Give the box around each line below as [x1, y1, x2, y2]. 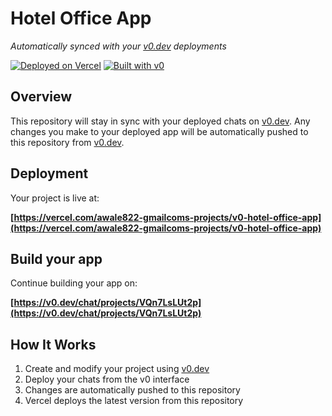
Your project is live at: [10, 192, 100, 204]
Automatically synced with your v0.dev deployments [10, 40, 227, 52]
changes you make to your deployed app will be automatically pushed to [10, 125, 309, 137]
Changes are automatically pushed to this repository [24, 384, 241, 396]
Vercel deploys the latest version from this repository [24, 395, 244, 407]
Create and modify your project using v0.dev [24, 363, 210, 375]
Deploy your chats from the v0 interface [24, 373, 190, 386]
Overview [10, 88, 73, 106]
